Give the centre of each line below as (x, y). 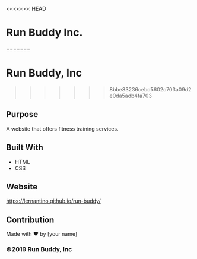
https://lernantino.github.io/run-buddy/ (53, 201)
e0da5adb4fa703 (131, 96)
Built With (25, 148)
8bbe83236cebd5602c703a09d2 (150, 89)
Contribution (30, 219)
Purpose (22, 114)
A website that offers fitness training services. (62, 129)
